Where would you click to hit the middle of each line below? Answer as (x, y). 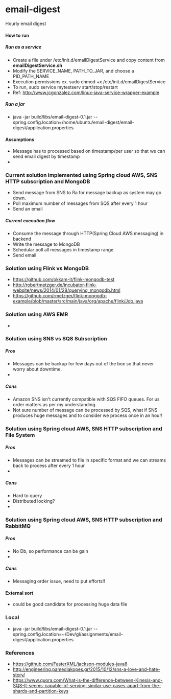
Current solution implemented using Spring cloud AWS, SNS (81, 175)
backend (22, 239)
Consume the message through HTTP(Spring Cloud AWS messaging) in (88, 233)
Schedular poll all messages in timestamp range (63, 249)
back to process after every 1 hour (49, 465)
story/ (19, 674)
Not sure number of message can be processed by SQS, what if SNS (85, 410)
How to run (17, 35)
